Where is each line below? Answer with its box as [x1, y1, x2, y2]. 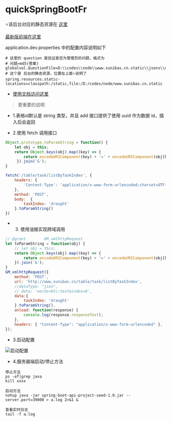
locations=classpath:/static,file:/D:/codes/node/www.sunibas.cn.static [5, 81, 163, 86]
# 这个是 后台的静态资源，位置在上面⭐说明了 [5, 71, 87, 76]
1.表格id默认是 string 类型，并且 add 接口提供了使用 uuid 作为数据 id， [12, 112, 160, 119]
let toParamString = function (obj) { [5, 241, 85, 246]
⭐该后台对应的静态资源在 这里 [5, 21, 68, 27]
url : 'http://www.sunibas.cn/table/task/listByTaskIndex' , [14, 279, 142, 284]
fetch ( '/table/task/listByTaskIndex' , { [5, 173, 93, 178]
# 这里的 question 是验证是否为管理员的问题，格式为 [5, 55, 105, 61]
